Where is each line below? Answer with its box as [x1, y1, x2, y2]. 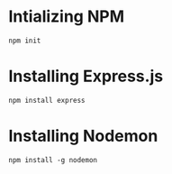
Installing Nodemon [8, 126, 158, 146]
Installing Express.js [8, 66, 164, 87]
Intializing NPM [8, 6, 125, 27]
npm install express [8, 96, 86, 105]
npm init [8, 36, 41, 45]
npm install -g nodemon [8, 155, 98, 164]
